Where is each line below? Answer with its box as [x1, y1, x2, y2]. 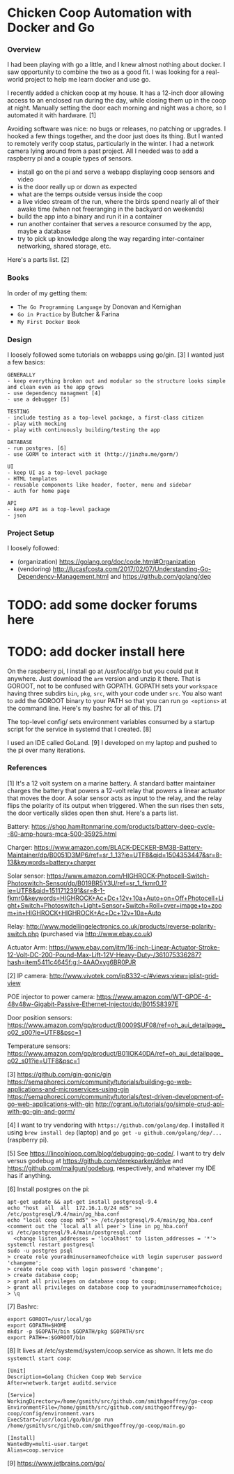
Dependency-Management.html [17, 573, 109, 581]
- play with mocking [7, 420, 68, 427]
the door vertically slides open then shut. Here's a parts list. [7, 809, 179, 817]
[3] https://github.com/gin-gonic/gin [7, 1070, 111, 1078]
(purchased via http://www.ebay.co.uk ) [40, 929, 153, 938]
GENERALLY [7, 371, 36, 378]
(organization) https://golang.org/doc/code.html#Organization [17, 557, 196, 566]
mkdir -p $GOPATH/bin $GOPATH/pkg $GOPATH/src [7, 1328, 145, 1335]
